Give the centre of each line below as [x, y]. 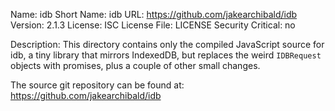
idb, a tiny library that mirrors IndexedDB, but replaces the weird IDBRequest [166, 55]
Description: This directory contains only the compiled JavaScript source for [167, 44]
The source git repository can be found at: [97, 85]
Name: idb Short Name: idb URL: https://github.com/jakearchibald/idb [154, 14]
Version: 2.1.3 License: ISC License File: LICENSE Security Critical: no [153, 25]
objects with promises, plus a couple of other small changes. [135, 65]
